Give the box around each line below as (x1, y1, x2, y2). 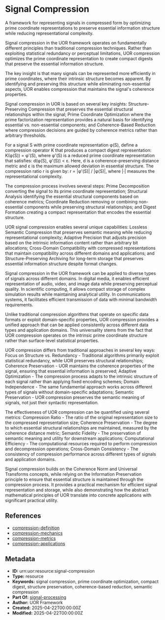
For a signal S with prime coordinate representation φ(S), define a (5, 142, 138, 148)
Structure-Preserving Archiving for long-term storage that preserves (5, 255, 144, 261)
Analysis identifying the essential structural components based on (5, 194, 139, 199)
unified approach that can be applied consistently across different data (5, 322, 149, 328)
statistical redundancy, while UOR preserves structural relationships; (5, 357, 144, 363)
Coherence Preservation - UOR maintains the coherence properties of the (5, 363, 155, 369)
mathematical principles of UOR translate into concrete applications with (5, 492, 152, 498)
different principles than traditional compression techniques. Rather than (5, 45, 152, 51)
